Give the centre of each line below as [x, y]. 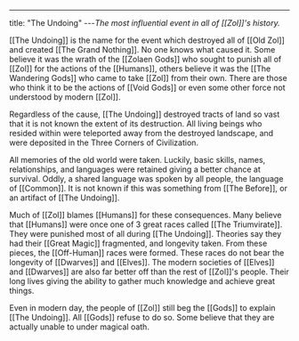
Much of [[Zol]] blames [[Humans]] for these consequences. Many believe [145, 215]
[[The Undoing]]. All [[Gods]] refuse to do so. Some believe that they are [142, 317]
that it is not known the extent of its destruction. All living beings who [136, 124]
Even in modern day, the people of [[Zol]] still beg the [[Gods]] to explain [142, 308]
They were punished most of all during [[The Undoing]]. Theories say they [145, 234]
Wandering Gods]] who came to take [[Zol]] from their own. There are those [148, 78]
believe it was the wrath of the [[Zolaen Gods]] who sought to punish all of [145, 59]
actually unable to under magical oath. [79, 327]
